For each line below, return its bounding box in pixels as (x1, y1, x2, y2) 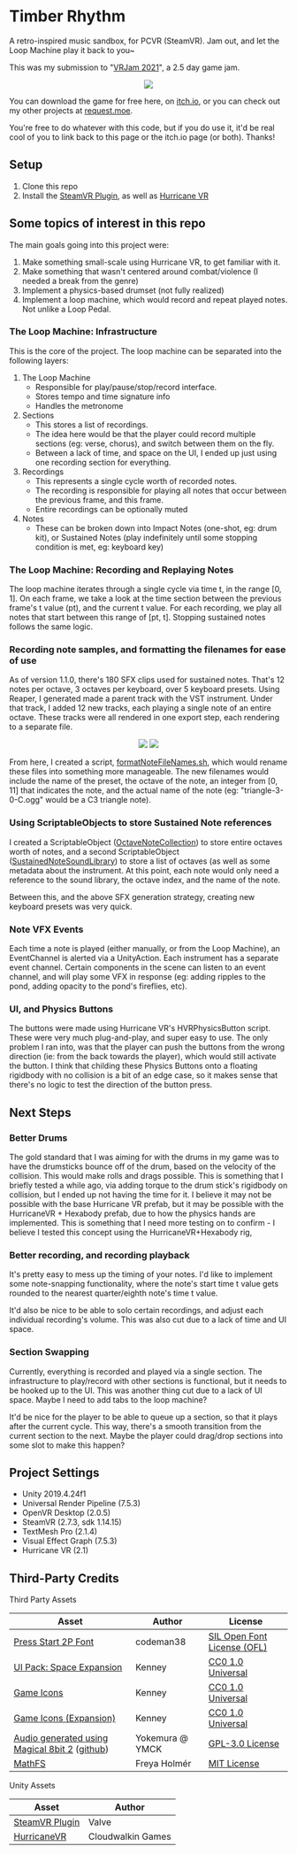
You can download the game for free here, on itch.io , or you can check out (9, 96, 281, 106)
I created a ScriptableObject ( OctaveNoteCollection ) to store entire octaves (9, 836, 283, 847)
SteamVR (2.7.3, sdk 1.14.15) (21, 1517, 122, 1527)
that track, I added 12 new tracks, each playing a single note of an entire (9, 703, 271, 713)
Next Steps (9, 1104, 72, 1120)
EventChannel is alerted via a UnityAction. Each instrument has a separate (9, 953, 279, 964)
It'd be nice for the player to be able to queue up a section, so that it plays (9, 1412, 278, 1422)
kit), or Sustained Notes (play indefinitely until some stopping (34, 532, 258, 542)
